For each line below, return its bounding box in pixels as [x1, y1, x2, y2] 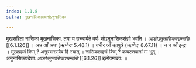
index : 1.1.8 [6, 8, 38, 15]
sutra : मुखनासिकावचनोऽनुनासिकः [6, 14, 66, 20]
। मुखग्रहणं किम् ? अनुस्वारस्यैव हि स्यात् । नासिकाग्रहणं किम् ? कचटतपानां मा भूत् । [6, 48, 160, 55]
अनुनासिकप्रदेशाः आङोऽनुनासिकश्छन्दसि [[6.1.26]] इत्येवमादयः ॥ [6, 55, 128, 62]
